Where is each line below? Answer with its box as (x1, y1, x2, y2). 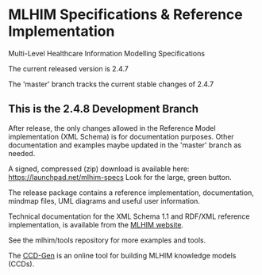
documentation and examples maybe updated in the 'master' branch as (8, 140, 242, 150)
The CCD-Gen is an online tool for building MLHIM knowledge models (8, 250, 237, 260)
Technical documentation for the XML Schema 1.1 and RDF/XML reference (8, 212, 250, 221)
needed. (8, 148, 36, 158)
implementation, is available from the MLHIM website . (8, 220, 184, 229)
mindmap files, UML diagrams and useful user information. (8, 196, 201, 205)
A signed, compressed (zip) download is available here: (8, 164, 190, 174)
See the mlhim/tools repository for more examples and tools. (8, 235, 206, 245)
